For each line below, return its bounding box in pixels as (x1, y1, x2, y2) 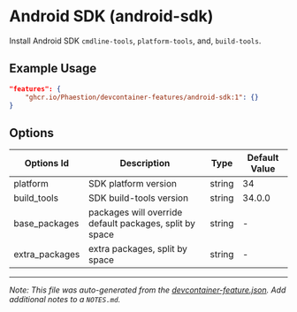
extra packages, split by (88, 243, 188, 255)
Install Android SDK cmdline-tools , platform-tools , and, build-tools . (9, 35, 262, 46)
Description (119, 157, 171, 170)
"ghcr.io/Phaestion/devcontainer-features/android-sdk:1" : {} (25, 93, 259, 102)
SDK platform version (88, 178, 177, 190)
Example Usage (9, 61, 97, 76)
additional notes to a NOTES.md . (9, 294, 121, 305)
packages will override (88, 206, 183, 218)
